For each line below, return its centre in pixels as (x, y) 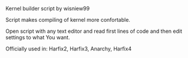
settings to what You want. (38, 37)
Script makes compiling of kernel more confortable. (68, 20)
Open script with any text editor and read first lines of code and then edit (94, 31)
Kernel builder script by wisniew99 (47, 8)
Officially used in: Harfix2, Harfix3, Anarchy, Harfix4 (69, 49)
